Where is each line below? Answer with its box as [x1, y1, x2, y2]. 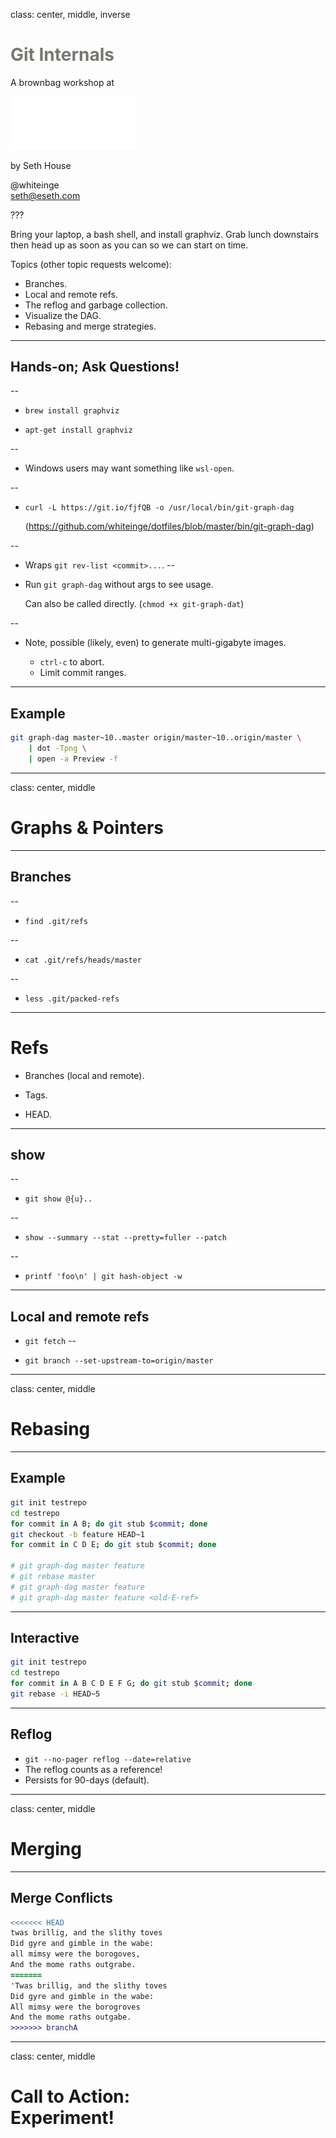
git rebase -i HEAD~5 [10, 1689, 101, 1699]
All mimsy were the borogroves [10, 2002, 141, 2012]
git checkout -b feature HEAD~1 [10, 1529, 145, 1539]
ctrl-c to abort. [39, 656, 105, 668]
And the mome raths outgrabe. [10, 1960, 137, 1970]
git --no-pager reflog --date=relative [24, 1754, 192, 1764]
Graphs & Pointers [10, 817, 164, 839]
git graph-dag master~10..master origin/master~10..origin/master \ [10, 733, 302, 743]
